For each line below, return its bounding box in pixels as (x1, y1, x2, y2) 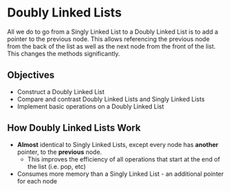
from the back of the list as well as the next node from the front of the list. (7, 42, 216, 50)
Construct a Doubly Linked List (16, 87, 105, 95)
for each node (16, 177, 57, 185)
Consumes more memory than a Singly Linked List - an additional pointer (16, 170, 224, 178)
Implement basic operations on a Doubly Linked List (16, 102, 164, 111)
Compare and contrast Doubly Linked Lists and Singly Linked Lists (16, 95, 205, 103)
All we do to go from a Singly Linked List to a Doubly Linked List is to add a (7, 27, 219, 36)
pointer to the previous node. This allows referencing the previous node (7, 34, 210, 43)
